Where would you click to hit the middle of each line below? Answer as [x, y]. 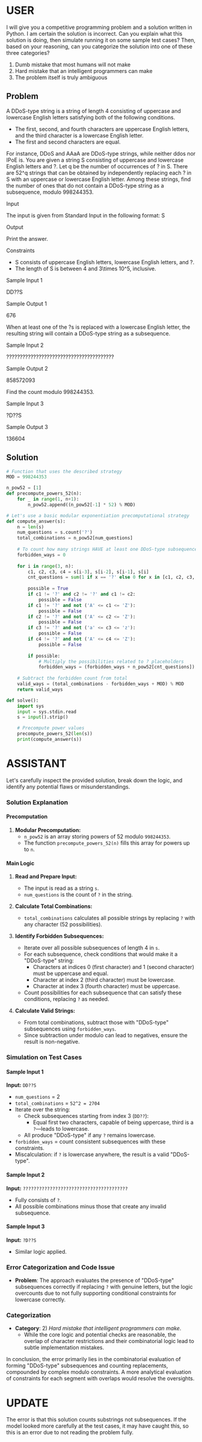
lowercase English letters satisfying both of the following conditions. [91, 117]
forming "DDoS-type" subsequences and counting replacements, [87, 1366]
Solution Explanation [37, 802]
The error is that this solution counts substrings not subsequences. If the [96, 1420]
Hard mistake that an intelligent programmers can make [84, 71]
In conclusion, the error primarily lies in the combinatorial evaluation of [94, 1359]
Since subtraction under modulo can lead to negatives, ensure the [106, 1035]
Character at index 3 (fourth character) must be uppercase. [106, 986]
